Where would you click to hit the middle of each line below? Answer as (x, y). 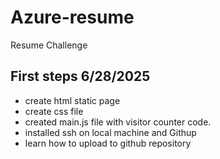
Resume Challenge (49, 45)
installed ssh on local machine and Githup (110, 132)
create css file (54, 111)
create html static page (72, 100)
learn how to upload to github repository (108, 143)
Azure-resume (72, 17)
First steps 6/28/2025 (80, 76)
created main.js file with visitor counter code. (118, 122)
